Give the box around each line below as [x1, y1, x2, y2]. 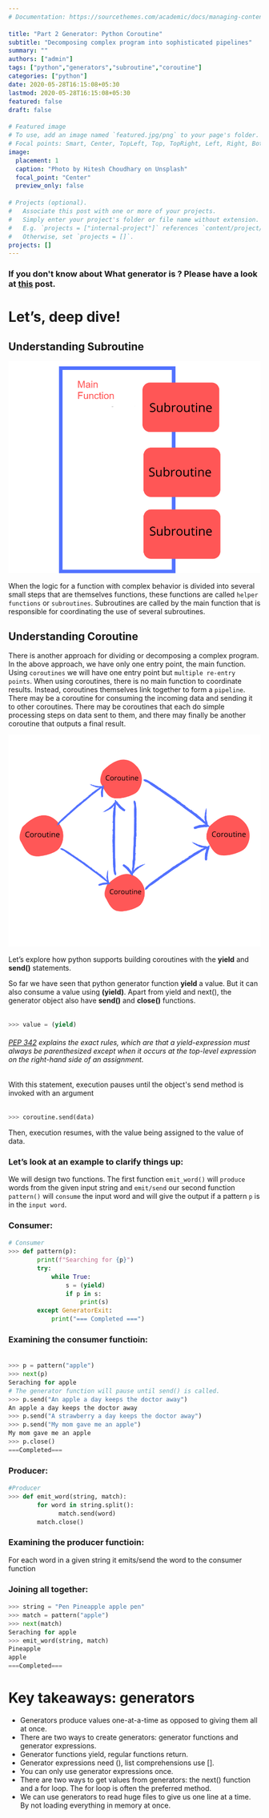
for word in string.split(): [37, 1501, 134, 1509]
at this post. [8, 279, 56, 290]
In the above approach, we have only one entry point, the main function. [8, 659, 247, 669]
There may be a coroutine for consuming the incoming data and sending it [8, 694, 253, 703]
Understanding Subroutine [8, 340, 144, 353]
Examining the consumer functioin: [8, 1333, 148, 1345]
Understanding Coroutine [8, 629, 139, 644]
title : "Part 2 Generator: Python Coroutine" [8, 30, 163, 38]
